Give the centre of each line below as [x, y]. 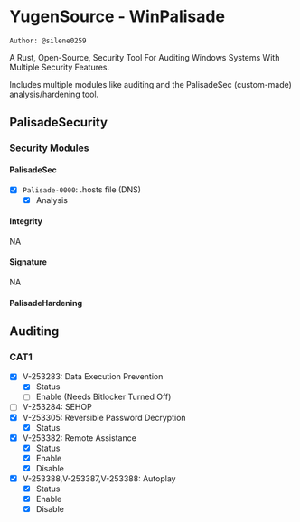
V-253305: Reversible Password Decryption [104, 417]
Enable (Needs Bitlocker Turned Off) [103, 397]
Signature [28, 262]
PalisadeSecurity [59, 122]
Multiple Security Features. [60, 67]
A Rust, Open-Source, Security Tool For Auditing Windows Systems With [145, 57]
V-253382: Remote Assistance [80, 438]
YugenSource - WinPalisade [117, 17]
